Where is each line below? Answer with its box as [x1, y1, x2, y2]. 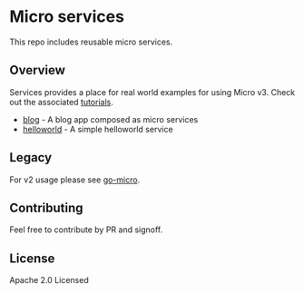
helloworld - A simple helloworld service [22, 123, 174, 134]
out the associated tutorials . [9, 96, 113, 107]
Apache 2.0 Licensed [9, 275, 89, 286]
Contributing [9, 200, 83, 215]
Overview [9, 63, 66, 78]
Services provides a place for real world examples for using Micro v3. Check [9, 86, 296, 97]
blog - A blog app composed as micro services [22, 113, 199, 124]
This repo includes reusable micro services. [9, 36, 173, 47]
